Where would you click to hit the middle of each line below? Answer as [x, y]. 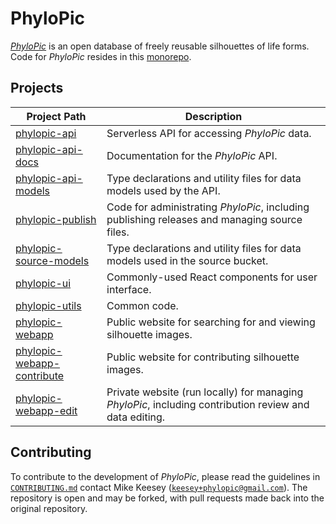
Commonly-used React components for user [212, 277]
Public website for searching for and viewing [211, 322]
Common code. [142, 305]
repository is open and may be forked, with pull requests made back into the [167, 498]
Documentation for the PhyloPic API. [192, 155]
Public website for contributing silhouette [203, 357]
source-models [52, 260]
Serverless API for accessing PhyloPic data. [209, 133]
